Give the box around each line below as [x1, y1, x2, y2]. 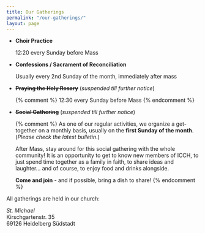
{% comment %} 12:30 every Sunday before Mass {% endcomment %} [15, 96, 195, 104]
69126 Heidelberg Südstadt [6, 220, 75, 227]
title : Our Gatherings [6, 9, 64, 15]
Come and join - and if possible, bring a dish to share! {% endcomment [15, 177, 196, 184]
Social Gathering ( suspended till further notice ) [15, 109, 136, 116]
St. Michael [6, 207, 35, 215]
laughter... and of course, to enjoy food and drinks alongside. [15, 165, 170, 172]
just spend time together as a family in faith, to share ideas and [15, 158, 174, 166]
